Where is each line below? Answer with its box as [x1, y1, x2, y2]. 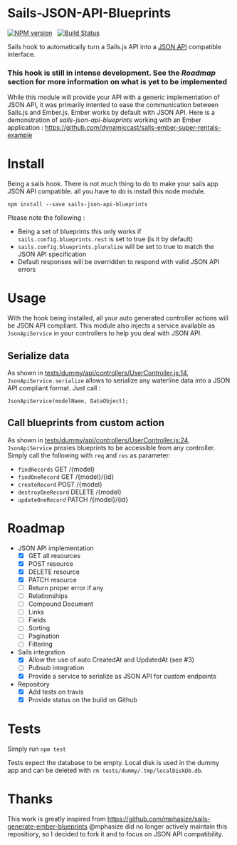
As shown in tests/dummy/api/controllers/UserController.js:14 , [7, 368, 189, 377]
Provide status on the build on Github [28, 695, 137, 704]
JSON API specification [17, 250, 87, 258]
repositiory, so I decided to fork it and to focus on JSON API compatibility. [7, 829, 224, 838]
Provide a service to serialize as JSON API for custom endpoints [28, 672, 217, 680]
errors [17, 265, 36, 274]
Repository [17, 679, 50, 688]
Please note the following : [7, 213, 85, 222]
